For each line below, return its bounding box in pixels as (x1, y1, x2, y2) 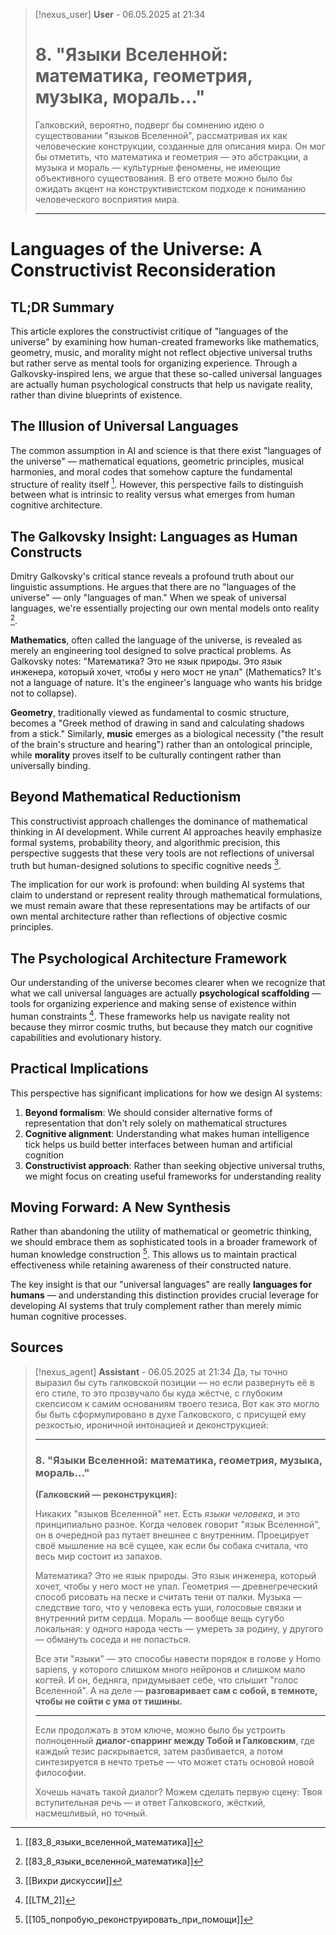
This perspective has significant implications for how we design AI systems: (10, 1087, 323, 1099)
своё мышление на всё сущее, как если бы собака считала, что (34, 1540, 309, 1552)
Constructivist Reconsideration (10, 259, 277, 282)
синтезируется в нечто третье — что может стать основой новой (34, 1756, 315, 1768)
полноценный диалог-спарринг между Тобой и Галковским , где (34, 1735, 315, 1747)
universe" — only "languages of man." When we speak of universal (10, 592, 287, 604)
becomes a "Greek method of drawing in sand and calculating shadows (10, 717, 305, 729)
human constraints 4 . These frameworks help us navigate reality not (10, 1009, 291, 1022)
